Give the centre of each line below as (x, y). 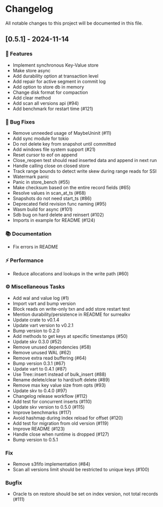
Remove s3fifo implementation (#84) (52, 464)
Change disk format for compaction (50, 92)
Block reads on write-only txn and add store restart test (71, 309)
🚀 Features (19, 54)
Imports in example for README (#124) (54, 220)
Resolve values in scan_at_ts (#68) (49, 193)
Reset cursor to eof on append (45, 155)
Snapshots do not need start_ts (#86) (52, 198)
